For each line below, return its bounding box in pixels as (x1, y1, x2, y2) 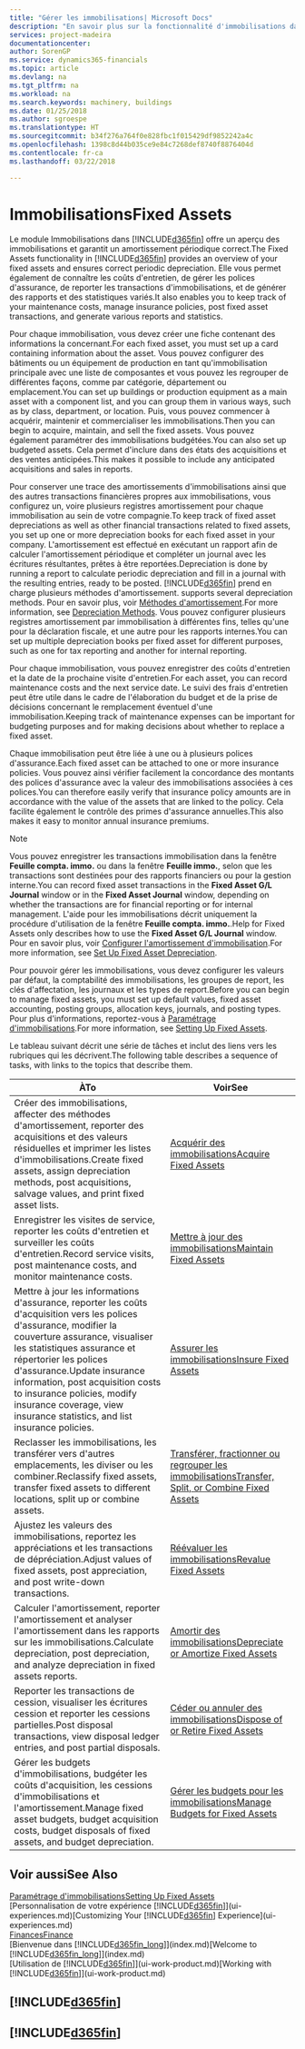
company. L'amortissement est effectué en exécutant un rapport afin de (9, 539, 279, 550)
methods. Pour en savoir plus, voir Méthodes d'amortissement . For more (9, 597, 279, 609)
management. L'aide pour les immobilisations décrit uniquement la (9, 909, 258, 920)
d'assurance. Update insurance (14, 1364, 145, 1377)
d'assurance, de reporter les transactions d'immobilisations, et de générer (9, 282, 287, 293)
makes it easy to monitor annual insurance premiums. (9, 816, 210, 827)
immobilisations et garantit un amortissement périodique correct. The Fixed (9, 243, 289, 254)
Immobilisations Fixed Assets (9, 203, 232, 224)
